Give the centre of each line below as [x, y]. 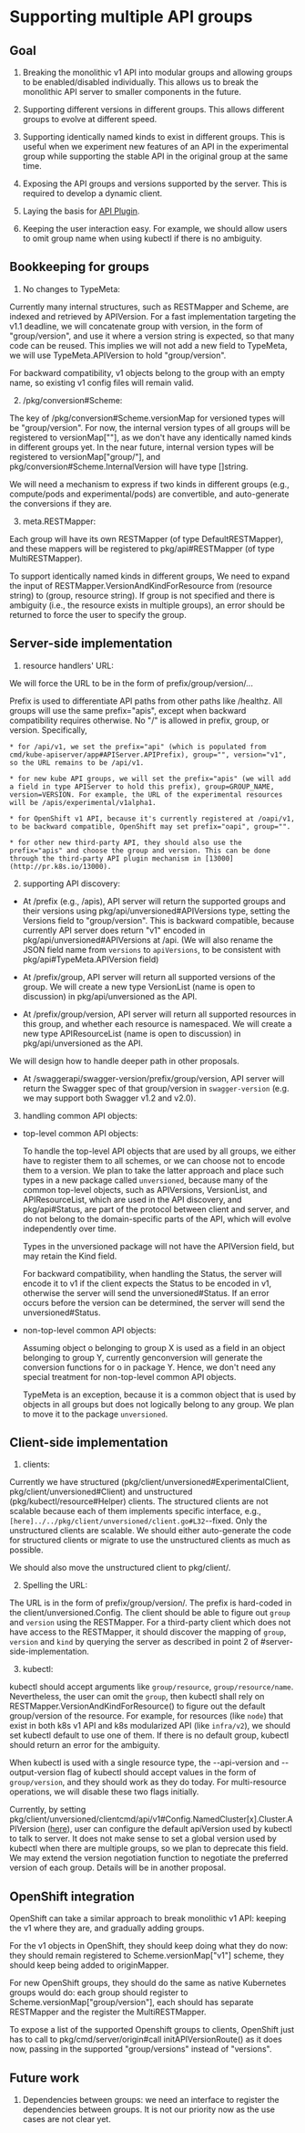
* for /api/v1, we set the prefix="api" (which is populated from [138, 747]
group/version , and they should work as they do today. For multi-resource [148, 1783]
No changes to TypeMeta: [71, 288]
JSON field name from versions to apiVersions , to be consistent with [152, 949]
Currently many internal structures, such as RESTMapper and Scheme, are [149, 307]
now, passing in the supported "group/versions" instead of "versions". [141, 2049]
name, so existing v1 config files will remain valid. [102, 382]
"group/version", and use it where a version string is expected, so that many [152, 336]
